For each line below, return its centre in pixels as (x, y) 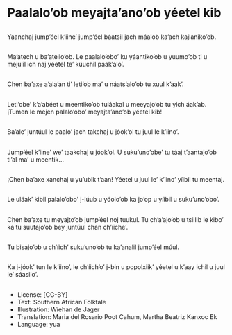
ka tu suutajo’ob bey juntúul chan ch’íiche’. (68, 227)
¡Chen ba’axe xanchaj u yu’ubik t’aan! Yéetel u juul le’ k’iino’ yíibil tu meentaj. (116, 179)
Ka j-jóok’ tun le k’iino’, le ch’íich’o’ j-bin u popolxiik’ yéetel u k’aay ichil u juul (116, 267)
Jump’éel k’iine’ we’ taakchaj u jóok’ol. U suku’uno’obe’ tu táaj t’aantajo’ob (112, 152)
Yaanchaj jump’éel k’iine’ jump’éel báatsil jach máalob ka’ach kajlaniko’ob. (112, 37)
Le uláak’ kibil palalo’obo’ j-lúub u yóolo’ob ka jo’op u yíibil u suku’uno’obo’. (114, 200)
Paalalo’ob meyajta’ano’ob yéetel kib (114, 13)
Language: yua (39, 324)
